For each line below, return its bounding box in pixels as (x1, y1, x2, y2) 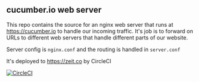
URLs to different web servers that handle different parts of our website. (6, 33, 189, 41)
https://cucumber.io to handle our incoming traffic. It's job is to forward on (6, 27, 193, 35)
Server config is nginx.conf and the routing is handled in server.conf (6, 46, 181, 53)
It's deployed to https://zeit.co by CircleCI (6, 57, 111, 64)
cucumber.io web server (6, 5, 102, 15)
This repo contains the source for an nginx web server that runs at (6, 21, 173, 28)
